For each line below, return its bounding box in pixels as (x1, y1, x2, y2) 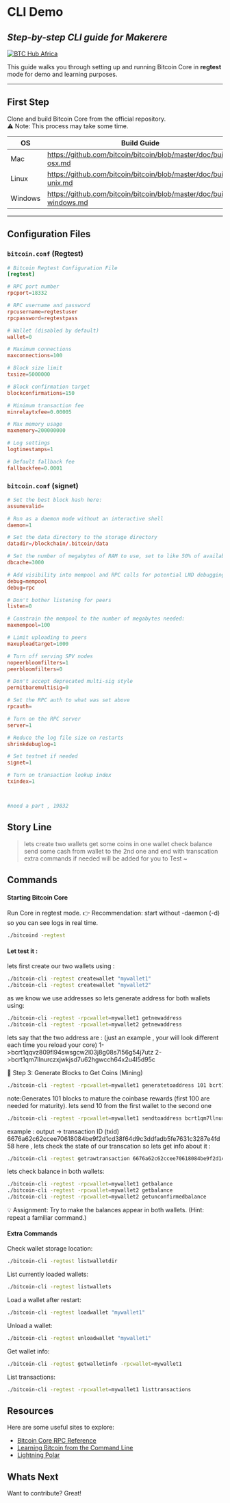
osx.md (47, 158, 71, 168)
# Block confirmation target (7, 383, 90, 390)
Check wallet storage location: (7, 1245, 93, 1253)
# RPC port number (7, 283, 60, 290)
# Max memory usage (7, 421, 63, 428)
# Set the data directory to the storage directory (7, 534, 157, 541)
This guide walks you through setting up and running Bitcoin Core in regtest (7, 63, 222, 71)
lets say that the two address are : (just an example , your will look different (7, 1033, 219, 1042)
